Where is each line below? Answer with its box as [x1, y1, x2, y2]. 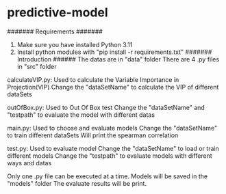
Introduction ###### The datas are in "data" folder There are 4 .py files [16, 55, 220, 63]
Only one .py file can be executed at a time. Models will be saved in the [7, 172, 208, 180]
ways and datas [7, 158, 52, 167]
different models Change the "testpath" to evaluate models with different [7, 152, 212, 160]
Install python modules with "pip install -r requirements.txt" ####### [16, 48, 212, 56]
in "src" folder [16, 62, 57, 70]
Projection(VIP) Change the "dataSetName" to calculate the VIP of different [7, 83, 219, 91]
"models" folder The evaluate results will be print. [7, 179, 147, 187]
